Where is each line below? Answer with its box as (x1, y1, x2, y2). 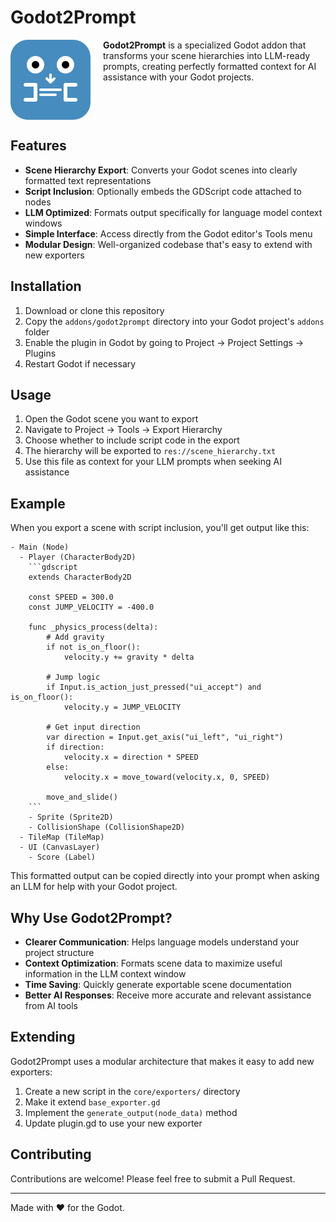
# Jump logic (46, 672, 101, 683)
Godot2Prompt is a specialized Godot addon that (103, 39, 307, 51)
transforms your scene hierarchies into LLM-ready (103, 49, 311, 61)
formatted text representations (24, 174, 152, 186)
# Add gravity (46, 632, 105, 643)
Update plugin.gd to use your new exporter (24, 1117, 203, 1129)
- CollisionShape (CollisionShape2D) (28, 822, 186, 833)
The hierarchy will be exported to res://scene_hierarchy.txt (24, 445, 277, 457)
